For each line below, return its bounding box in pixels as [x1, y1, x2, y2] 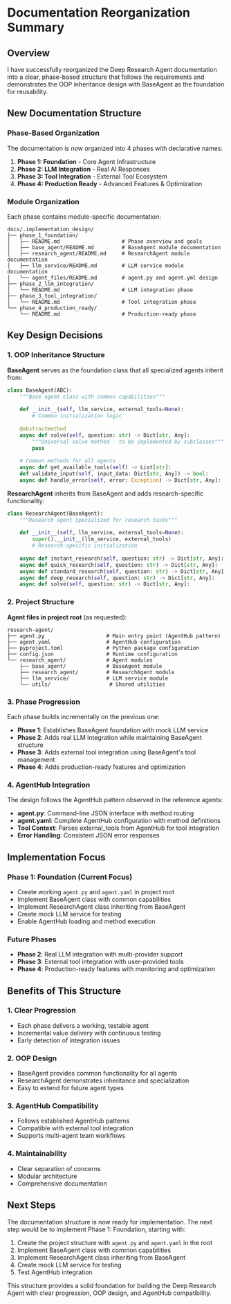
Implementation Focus [7, 851, 106, 863]
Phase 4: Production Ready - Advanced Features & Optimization [17, 179, 203, 188]
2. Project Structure [7, 597, 75, 607]
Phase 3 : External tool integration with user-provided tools [17, 957, 185, 966]
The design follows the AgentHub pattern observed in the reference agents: [7, 796, 223, 804]
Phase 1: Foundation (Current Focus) [7, 872, 133, 882]
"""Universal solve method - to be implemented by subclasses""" [32, 438, 225, 445]
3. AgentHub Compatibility [7, 1101, 99, 1111]
